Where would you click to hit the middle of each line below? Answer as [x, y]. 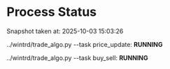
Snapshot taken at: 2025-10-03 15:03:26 [65, 31]
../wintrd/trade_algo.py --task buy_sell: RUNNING [77, 58]
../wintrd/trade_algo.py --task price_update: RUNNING [85, 44]
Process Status [52, 12]
